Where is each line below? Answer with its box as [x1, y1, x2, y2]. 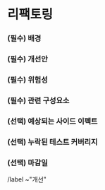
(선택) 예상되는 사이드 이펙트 [7, 116, 98, 126]
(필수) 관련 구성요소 [7, 95, 70, 105]
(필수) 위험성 [7, 75, 48, 85]
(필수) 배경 [7, 33, 42, 43]
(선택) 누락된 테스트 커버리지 [7, 137, 98, 147]
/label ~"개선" [7, 175, 47, 184]
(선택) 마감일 [7, 158, 48, 167]
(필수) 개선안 [7, 54, 48, 64]
